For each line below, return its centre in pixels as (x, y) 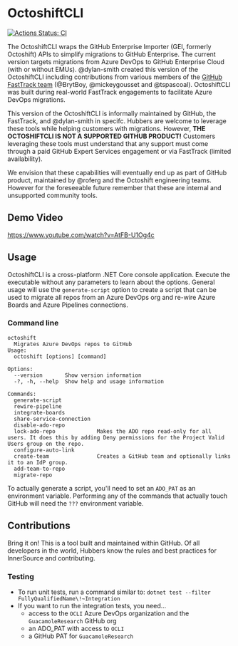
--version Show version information (78, 375)
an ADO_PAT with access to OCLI (76, 628)
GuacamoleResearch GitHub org (72, 620)
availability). (25, 159)
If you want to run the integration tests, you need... (92, 605)
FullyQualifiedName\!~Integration (69, 599)
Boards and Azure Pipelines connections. (68, 305)
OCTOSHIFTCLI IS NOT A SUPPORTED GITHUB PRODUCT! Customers (112, 136)
